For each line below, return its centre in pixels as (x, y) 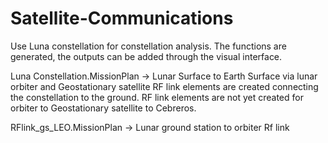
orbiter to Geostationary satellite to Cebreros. (103, 108)
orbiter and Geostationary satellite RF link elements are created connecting (164, 86)
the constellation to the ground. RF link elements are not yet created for (157, 97)
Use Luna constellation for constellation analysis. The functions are (148, 46)
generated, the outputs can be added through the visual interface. (146, 56)
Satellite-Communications (122, 18)
